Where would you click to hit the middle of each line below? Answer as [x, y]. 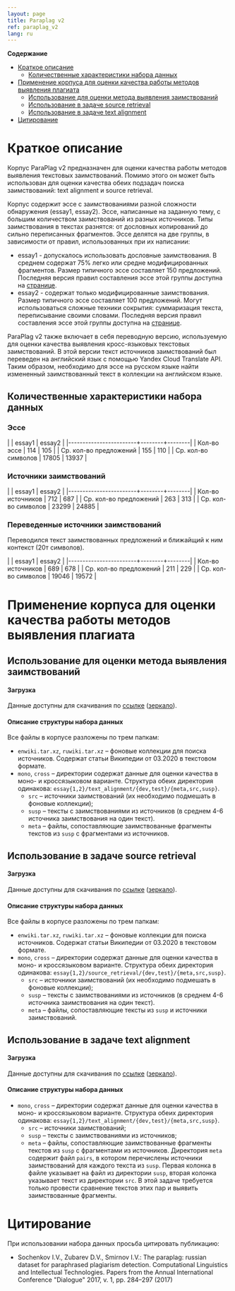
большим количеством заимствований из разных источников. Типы [110, 219]
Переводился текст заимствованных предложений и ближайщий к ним [115, 540]
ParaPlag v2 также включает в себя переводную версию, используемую [117, 337]
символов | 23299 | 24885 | [58, 506]
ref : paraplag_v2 [33, 27]
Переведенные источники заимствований [84, 525]
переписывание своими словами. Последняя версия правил [109, 316]
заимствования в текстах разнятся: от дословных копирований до [108, 227]
